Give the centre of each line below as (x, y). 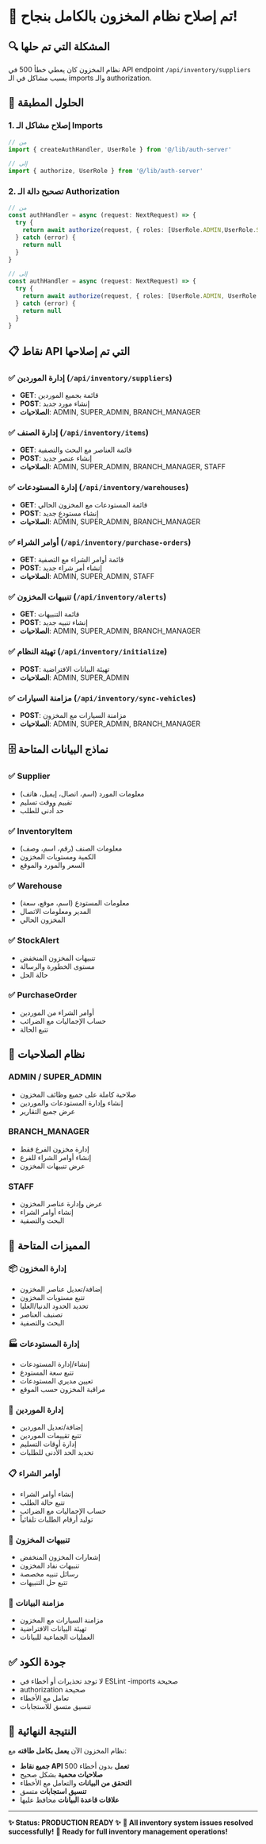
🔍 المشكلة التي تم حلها (59, 46)
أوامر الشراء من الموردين (57, 1013)
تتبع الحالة (34, 1029)
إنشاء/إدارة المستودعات (55, 1364)
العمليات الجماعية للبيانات (57, 1637)
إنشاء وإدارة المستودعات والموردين (71, 1102)
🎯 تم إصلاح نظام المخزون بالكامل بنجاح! (123, 16)
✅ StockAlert (34, 940)
